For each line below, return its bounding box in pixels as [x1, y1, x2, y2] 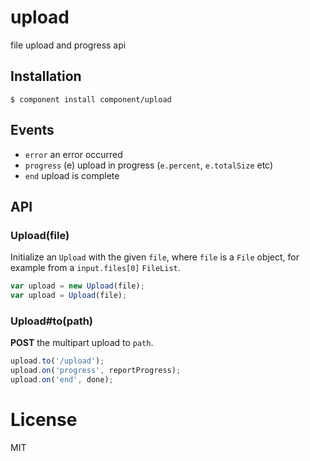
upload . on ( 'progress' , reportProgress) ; [10, 366, 182, 376]
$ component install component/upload [10, 94, 172, 105]
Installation [10, 68, 82, 85]
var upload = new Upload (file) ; [10, 281, 145, 291]
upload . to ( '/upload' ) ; [10, 356, 105, 366]
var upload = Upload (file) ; [10, 291, 128, 301]
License [10, 409, 78, 431]
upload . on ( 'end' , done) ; [10, 375, 114, 385]
